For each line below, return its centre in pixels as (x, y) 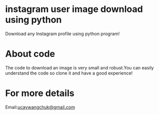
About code (30, 54)
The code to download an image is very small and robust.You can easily (80, 67)
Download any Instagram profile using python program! (62, 33)
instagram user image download (74, 9)
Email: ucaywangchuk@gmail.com (40, 107)
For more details (40, 93)
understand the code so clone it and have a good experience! (69, 73)
